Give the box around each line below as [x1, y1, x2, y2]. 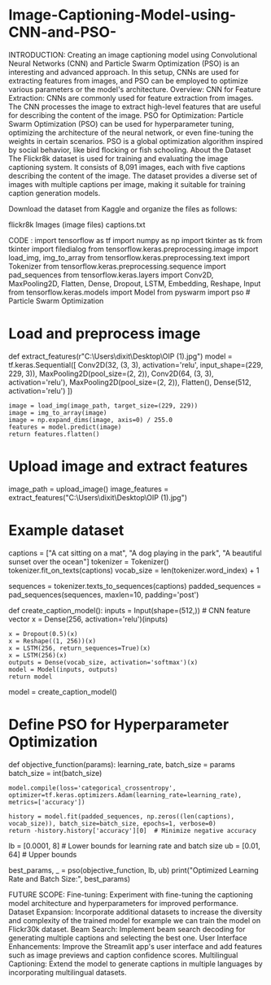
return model [8, 673, 53, 681]
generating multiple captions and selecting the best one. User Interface [8, 933, 247, 943]
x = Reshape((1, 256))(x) [8, 637, 96, 645]
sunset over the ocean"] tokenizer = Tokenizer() [8, 556, 169, 566]
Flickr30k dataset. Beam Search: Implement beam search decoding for [8, 924, 246, 934]
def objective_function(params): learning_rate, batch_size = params [8, 759, 236, 769]
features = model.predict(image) [8, 423, 122, 431]
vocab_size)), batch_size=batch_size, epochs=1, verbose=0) [8, 819, 217, 827]
